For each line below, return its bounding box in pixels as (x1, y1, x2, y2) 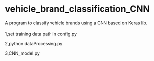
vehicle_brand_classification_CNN (5, 3, 150, 15)
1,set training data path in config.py (5, 31, 77, 37)
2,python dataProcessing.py (5, 40, 63, 46)
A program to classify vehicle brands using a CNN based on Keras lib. (5, 20, 148, 26)
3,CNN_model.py (5, 50, 40, 56)
